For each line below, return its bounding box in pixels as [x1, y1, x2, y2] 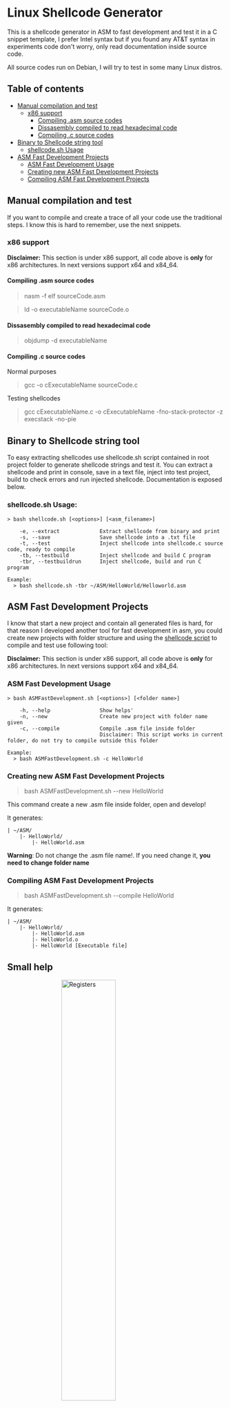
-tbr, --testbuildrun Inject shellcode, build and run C [19, 558, 202, 565]
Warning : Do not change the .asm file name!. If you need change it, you [7, 851, 211, 859]
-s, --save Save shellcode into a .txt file [19, 534, 196, 541]
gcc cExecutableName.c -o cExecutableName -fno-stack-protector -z [23, 407, 224, 416]
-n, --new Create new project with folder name [19, 713, 208, 720]
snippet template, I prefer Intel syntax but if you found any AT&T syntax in [7, 35, 216, 43]
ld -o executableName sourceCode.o [23, 305, 129, 314]
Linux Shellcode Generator [7, 5, 163, 21]
